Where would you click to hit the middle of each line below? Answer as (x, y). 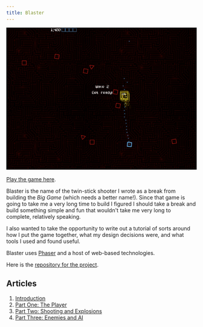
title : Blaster (25, 13)
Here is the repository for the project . (52, 264)
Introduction (30, 298)
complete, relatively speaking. (43, 216)
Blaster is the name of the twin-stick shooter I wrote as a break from (91, 191)
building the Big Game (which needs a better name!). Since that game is (96, 197)
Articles (22, 284)
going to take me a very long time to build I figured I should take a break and (101, 204)
